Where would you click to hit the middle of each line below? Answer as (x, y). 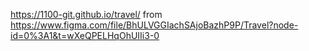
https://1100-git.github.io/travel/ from (86, 14)
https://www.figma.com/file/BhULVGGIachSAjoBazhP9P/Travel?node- (154, 25)
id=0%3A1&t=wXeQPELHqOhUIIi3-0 (85, 35)
